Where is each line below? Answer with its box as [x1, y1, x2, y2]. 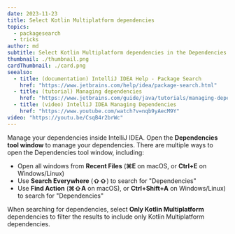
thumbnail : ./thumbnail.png [7, 56, 90, 63]
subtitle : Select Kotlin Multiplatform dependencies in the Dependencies [7, 50, 227, 57]
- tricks [13, 36, 39, 43]
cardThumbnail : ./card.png [7, 62, 86, 69]
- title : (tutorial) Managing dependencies [13, 88, 142, 95]
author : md [7, 43, 39, 50]
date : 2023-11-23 [7, 10, 58, 17]
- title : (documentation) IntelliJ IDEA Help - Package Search [13, 75, 201, 82]
